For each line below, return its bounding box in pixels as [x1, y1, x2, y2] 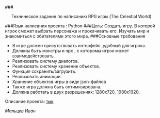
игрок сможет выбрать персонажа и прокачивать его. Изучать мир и [5, 28, 149, 34]
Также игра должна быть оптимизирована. [12, 84, 102, 89]
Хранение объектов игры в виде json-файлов [12, 79, 106, 84]
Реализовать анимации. [12, 74, 62, 79]
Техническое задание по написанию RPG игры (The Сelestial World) [11, 14, 152, 19]
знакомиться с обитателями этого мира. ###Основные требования [5, 34, 145, 39]
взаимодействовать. [12, 53, 55, 59]
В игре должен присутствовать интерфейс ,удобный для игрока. [12, 43, 146, 48]
